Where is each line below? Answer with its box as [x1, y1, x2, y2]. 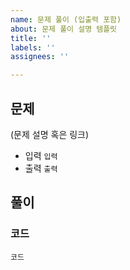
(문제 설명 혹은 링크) [10, 128, 90, 140]
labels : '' [10, 42, 56, 53]
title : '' [10, 33, 52, 43]
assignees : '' [10, 52, 70, 62]
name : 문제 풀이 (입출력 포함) [10, 14, 122, 25]
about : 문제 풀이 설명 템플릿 [10, 24, 118, 34]
